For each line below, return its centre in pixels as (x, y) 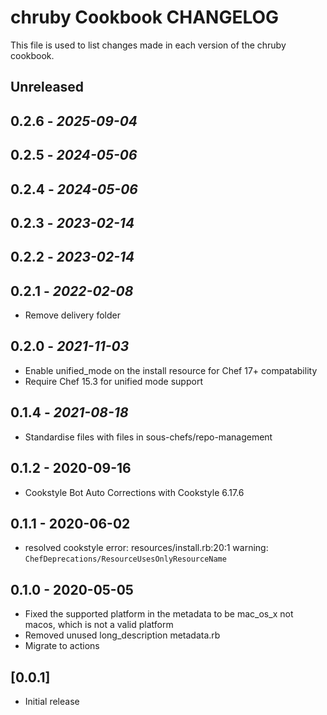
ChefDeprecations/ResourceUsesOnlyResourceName (125, 559)
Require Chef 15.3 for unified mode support (113, 381)
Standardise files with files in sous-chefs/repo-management (148, 437)
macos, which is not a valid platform (99, 625)
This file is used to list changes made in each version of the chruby (148, 45)
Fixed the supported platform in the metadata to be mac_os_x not (159, 614)
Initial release (52, 701)
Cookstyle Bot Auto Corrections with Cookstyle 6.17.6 (134, 492)
